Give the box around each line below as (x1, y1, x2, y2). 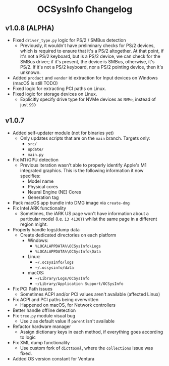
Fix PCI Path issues (12, 286, 53, 292)
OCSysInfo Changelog (37, 4, 133, 15)
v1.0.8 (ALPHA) (5, 24, 54, 32)
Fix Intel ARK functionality (12, 205, 67, 211)
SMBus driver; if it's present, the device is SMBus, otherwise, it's (20, 59, 155, 64)
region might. (20, 221, 48, 227)
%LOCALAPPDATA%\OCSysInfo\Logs (35, 243, 101, 249)
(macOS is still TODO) (12, 80, 58, 86)
